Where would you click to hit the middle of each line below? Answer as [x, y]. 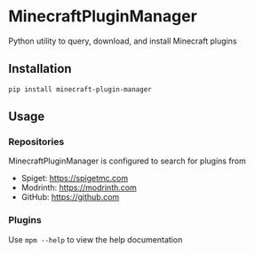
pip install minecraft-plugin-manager [80, 89]
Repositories [36, 142]
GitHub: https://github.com [70, 197]
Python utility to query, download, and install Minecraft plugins [123, 41]
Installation [40, 69]
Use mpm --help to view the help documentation [96, 239]
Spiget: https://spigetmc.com [75, 179]
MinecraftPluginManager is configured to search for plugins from [127, 161]
